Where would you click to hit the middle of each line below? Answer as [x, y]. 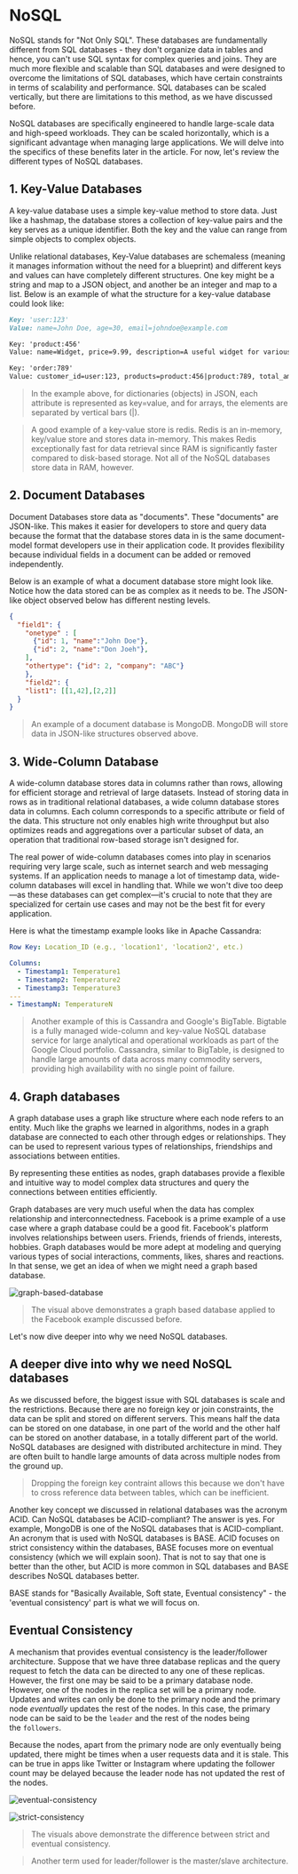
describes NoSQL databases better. [74, 1575]
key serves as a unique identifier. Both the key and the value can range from [149, 229]
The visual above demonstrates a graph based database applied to [153, 1310]
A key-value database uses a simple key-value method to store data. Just [143, 211]
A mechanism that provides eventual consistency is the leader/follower [138, 1652]
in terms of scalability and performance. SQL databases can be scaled [138, 87]
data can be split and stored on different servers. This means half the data [145, 1418]
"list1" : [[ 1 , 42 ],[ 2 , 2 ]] [71, 691]
